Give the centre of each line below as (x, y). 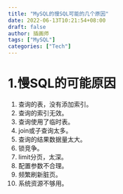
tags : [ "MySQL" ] (32, 40)
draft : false (27, 27)
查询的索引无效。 (43, 112)
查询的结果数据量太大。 (52, 139)
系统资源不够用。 (43, 183)
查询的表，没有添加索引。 (55, 104)
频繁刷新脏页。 (40, 174)
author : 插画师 (28, 33)
